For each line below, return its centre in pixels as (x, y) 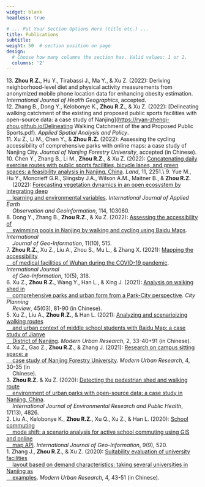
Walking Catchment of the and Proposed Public (134, 126)
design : (16, 52)
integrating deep (27, 191)
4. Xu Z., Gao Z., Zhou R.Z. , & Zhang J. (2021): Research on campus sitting (101, 347)
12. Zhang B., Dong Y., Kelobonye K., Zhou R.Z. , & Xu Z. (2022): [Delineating (102, 106)
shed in (16, 289)
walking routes (25, 321)
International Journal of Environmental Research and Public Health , (98, 406)
